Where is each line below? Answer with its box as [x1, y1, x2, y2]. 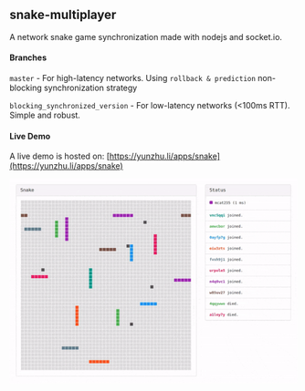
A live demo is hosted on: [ [9, 150, 110, 162]
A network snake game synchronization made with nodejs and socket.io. [9, 31, 283, 42]
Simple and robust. [9, 109, 80, 121]
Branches [9, 52, 47, 63]
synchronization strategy [44, 82, 138, 94]
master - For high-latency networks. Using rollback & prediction [9, 73, 256, 84]
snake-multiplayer [9, 7, 117, 23]
